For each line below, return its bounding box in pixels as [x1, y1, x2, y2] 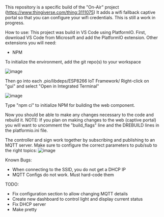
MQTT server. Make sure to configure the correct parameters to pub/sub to [5, 142, 158, 148]
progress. [5, 20, 25, 26]
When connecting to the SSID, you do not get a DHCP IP [12, 167, 126, 172]
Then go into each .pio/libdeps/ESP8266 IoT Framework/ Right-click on [5, 78, 149, 84]
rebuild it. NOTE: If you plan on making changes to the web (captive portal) [5, 117, 156, 123]
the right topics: [5, 148, 37, 153]
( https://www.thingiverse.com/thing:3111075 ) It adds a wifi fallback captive [5, 9, 156, 15]
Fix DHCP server [12, 201, 46, 207]
